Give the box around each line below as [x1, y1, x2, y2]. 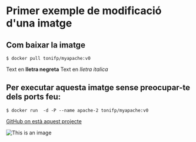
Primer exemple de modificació [6, 4, 162, 18]
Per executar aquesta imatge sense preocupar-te [6, 83, 190, 93]
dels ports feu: [6, 92, 61, 102]
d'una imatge [6, 16, 72, 30]
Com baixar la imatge [6, 40, 85, 50]
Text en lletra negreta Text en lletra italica [6, 66, 108, 73]
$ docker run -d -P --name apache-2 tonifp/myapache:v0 [6, 107, 149, 113]
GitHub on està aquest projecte [6, 117, 82, 124]
